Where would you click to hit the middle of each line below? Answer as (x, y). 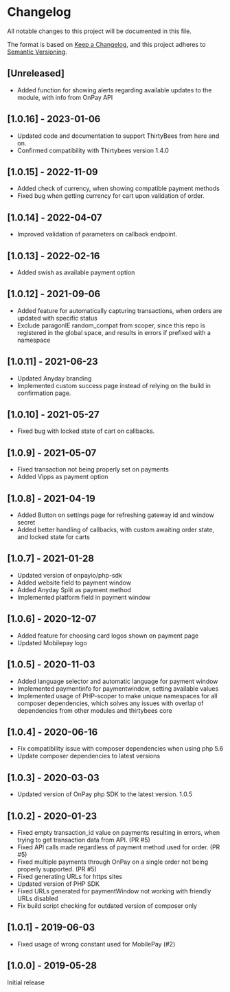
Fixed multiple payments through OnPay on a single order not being (113, 862)
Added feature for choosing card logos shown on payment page (108, 636)
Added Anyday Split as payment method (74, 589)
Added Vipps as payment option (62, 477)
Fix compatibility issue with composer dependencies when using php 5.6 (120, 749)
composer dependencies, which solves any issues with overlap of (110, 703)
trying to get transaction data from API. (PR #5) (84, 840)
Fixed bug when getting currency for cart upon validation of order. (111, 196)
